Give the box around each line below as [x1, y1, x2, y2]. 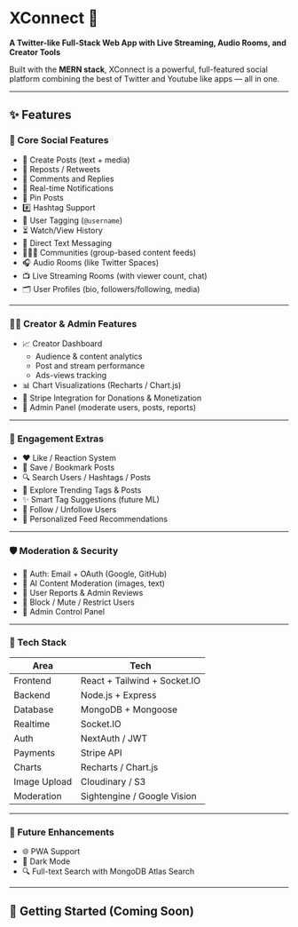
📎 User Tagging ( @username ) [21, 215, 122, 226]
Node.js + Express [80, 688, 157, 701]
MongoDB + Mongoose [80, 703, 178, 716]
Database [13, 703, 54, 716]
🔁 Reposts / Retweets [21, 163, 101, 174]
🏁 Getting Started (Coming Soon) [9, 903, 195, 918]
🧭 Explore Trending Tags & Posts [21, 485, 142, 495]
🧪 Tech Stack [9, 637, 67, 649]
